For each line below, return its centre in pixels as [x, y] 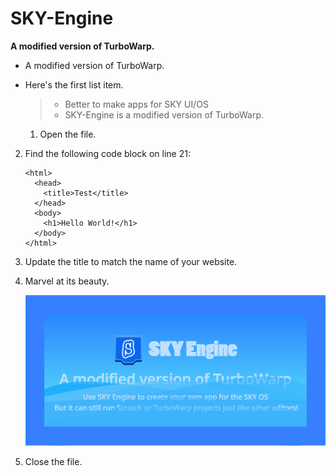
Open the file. [68, 134]
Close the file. [53, 461]
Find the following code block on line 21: [107, 153]
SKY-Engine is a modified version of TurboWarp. [164, 114]
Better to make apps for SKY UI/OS [136, 104]
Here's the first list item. [74, 84]
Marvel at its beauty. [67, 281]
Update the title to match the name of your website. [131, 261]
